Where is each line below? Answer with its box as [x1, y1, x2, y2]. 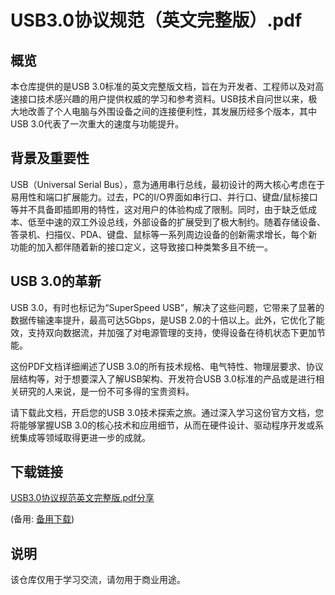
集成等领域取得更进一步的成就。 [18, 431, 151, 443]
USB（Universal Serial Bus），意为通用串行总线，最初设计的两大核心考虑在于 [10, 178, 326, 190]
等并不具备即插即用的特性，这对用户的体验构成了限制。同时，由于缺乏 [10, 203, 300, 215]
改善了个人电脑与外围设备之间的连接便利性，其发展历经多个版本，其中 [27, 106, 317, 117]
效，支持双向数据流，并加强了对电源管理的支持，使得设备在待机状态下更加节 [10, 326, 326, 338]
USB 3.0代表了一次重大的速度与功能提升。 [10, 118, 185, 130]
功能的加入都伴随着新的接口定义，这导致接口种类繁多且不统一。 [10, 241, 273, 253]
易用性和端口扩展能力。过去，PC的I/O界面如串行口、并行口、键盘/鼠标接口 [10, 191, 318, 203]
